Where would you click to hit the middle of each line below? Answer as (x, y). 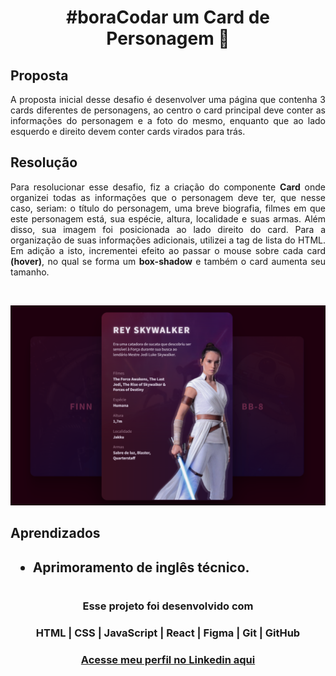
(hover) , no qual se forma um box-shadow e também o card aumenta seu (168, 261)
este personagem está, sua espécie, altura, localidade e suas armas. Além (168, 218)
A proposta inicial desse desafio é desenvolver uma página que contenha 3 (168, 99)
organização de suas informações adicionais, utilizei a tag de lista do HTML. (168, 240)
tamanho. (30, 272)
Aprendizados (55, 533)
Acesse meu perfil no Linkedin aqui (168, 659)
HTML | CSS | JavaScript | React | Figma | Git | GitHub (168, 633)
